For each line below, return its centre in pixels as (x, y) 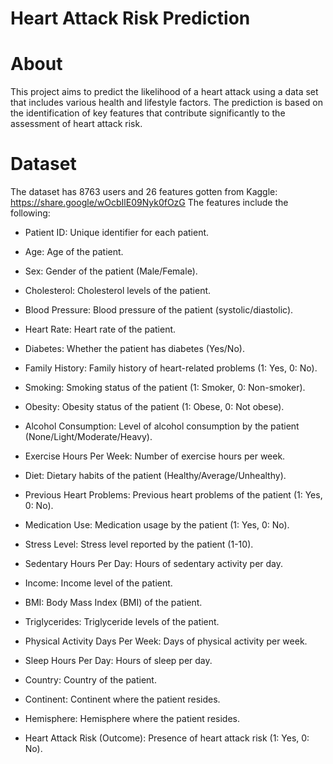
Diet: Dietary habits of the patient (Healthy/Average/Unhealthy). (155, 476)
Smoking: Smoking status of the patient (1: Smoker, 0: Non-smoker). (165, 388)
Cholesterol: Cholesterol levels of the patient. (118, 291)
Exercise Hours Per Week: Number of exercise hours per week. (155, 456)
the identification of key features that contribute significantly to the (148, 113)
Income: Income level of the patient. (98, 583)
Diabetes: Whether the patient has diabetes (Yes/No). (134, 349)
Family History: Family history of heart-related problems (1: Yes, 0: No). (171, 368)
